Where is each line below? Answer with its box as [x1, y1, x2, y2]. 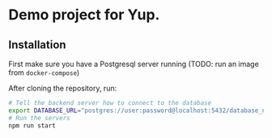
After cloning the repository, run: [8, 83, 117, 93]
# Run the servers [8, 114, 70, 122]
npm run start [8, 121, 57, 130]
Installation [8, 38, 66, 52]
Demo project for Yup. [8, 6, 160, 24]
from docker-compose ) [8, 68, 80, 77]
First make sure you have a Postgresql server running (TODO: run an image [8, 59, 259, 69]
